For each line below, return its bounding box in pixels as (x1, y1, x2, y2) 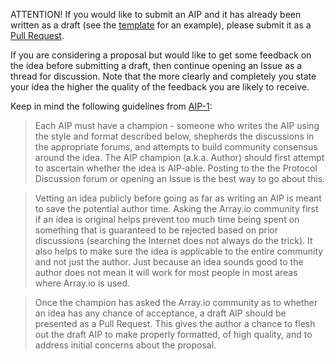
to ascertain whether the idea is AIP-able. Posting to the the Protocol (34, 162, 318, 174)
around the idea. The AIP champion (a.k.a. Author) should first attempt (34, 152, 325, 163)
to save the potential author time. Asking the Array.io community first (34, 203, 319, 214)
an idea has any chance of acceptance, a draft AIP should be (34, 307, 287, 319)
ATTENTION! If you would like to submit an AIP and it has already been (10, 9, 302, 20)
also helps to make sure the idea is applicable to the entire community (34, 245, 324, 257)
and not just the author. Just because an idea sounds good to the (34, 256, 304, 268)
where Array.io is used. (34, 277, 131, 289)
